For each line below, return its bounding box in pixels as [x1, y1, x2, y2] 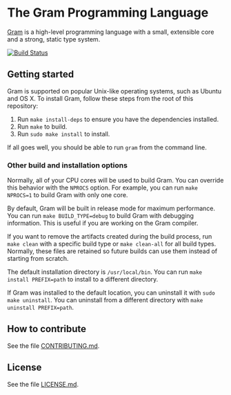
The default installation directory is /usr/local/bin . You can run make [7, 268, 203, 276]
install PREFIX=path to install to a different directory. [7, 275, 159, 284]
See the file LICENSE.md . [7, 380, 79, 388]
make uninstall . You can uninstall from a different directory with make [7, 296, 203, 304]
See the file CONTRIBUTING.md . [7, 341, 100, 350]
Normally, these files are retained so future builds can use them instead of [7, 247, 218, 255]
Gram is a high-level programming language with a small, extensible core [7, 28, 214, 36]
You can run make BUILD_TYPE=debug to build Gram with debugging [7, 212, 194, 220]
